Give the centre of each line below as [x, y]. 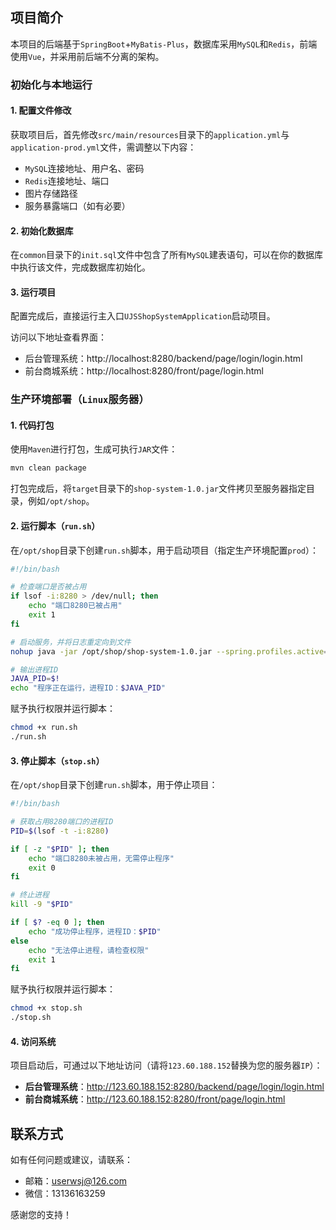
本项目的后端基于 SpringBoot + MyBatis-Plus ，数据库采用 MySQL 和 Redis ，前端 [164, 44]
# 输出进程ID [34, 669]
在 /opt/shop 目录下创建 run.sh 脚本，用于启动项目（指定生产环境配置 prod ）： [165, 550]
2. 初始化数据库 [42, 230]
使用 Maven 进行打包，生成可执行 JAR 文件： [94, 449]
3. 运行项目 [33, 292]
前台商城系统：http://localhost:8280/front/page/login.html [144, 371]
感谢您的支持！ [41, 1215]
